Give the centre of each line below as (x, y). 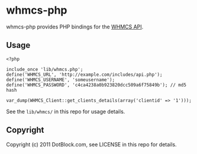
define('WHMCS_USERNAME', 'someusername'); (61, 80)
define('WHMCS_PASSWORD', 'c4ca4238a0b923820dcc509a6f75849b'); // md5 (96, 85)
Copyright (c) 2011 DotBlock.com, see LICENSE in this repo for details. (91, 144)
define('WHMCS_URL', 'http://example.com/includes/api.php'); (84, 75)
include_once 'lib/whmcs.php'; (45, 69)
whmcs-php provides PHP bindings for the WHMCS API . (75, 27)
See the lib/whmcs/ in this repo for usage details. (66, 111)
